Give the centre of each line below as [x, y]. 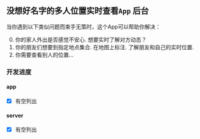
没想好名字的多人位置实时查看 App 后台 [78, 11]
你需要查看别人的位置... [44, 55]
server [15, 115]
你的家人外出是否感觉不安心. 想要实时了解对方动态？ [81, 39]
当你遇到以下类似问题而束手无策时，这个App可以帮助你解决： [84, 27]
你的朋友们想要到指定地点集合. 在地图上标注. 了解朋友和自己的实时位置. [104, 47]
